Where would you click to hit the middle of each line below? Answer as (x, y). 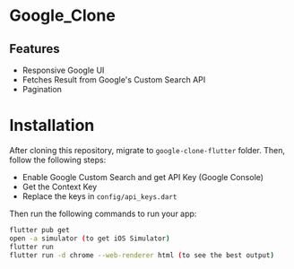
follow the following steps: (58, 160)
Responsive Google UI (63, 70)
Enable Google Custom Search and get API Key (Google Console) (143, 177)
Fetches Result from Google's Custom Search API (114, 80)
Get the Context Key (60, 187)
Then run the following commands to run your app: (103, 213)
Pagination (42, 89)
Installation (52, 126)
